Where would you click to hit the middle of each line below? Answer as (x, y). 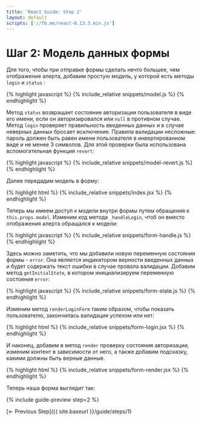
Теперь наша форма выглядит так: (51, 388)
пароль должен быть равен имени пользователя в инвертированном (96, 138)
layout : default (27, 18)
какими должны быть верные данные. (56, 358)
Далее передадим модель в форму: (53, 181)
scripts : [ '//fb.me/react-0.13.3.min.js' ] (60, 23)
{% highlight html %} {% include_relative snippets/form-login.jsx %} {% (96, 327)
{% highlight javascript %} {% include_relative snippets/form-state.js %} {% (101, 291)
